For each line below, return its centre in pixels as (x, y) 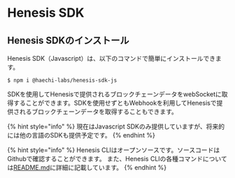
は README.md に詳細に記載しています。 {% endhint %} (87, 168)
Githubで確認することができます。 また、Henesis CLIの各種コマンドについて (117, 159)
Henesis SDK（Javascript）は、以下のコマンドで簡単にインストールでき (111, 58)
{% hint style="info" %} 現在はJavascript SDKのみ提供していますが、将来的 (116, 126)
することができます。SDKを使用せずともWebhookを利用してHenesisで (115, 103)
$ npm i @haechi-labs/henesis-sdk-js (62, 80)
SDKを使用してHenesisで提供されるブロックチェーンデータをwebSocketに (114, 94)
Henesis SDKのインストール (68, 40)
